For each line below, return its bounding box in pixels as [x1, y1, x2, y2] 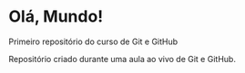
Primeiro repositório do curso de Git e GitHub [8, 36, 179, 47]
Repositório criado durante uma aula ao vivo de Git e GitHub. [8, 53, 236, 64]
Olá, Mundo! [8, 6, 104, 27]
